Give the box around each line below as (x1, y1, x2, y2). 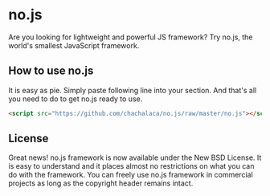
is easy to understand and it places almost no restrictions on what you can (8, 161, 255, 171)
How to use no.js (8, 64, 94, 78)
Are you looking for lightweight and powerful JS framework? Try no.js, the (8, 32, 253, 42)
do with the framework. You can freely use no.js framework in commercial (8, 170, 253, 180)
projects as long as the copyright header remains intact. (8, 178, 194, 188)
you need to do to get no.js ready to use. (8, 94, 143, 104)
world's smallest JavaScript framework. (8, 40, 140, 50)
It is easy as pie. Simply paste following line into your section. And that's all (8, 85, 257, 95)
